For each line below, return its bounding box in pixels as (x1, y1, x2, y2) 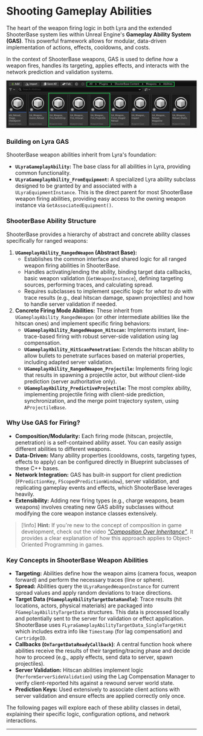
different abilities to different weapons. (14, 445, 112, 453)
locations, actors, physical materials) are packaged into (14, 602, 153, 609)
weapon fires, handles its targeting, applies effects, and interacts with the (6, 62, 189, 69)
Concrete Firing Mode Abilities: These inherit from (14, 306, 143, 314)
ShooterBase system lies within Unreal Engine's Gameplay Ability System (6, 30, 192, 38)
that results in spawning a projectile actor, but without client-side (24, 371, 186, 379)
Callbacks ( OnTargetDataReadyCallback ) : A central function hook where (14, 641, 192, 648)
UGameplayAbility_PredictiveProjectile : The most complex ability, (24, 384, 192, 391)
